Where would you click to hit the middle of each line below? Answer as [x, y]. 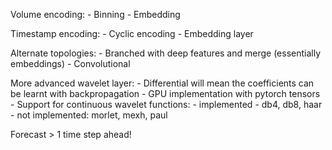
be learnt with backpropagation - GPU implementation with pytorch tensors [165, 93]
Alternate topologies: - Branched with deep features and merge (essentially [166, 53]
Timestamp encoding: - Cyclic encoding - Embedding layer [132, 33]
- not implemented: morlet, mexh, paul [89, 115]
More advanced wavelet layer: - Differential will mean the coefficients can [162, 83]
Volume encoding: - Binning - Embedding [95, 14]
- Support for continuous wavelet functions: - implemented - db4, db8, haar [166, 104]
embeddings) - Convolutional [70, 63]
